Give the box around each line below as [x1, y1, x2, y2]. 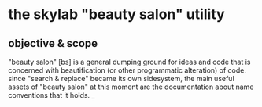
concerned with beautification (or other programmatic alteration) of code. [8, 66, 246, 75]
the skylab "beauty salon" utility [8, 5, 226, 23]
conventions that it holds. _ [8, 91, 95, 99]
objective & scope [8, 37, 98, 50]
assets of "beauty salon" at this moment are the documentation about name [8, 82, 254, 91]
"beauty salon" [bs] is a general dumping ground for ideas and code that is [8, 57, 251, 66]
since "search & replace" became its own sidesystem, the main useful [8, 74, 234, 83]
